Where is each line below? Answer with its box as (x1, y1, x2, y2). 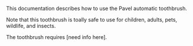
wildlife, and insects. (6, 23, 56, 29)
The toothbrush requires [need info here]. (6, 34, 107, 40)
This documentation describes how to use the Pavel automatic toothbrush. (6, 5, 187, 12)
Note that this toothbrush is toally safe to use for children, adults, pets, (6, 16, 178, 23)
